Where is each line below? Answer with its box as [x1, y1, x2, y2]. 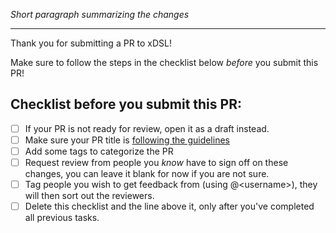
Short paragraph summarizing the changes [10, 9, 190, 20]
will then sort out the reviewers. [24, 190, 155, 202]
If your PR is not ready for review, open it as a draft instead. [24, 122, 270, 134]
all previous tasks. [24, 212, 100, 224]
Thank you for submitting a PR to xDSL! [10, 37, 173, 49]
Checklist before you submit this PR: [10, 96, 242, 113]
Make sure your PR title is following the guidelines [24, 134, 230, 146]
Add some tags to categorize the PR [24, 145, 174, 157]
